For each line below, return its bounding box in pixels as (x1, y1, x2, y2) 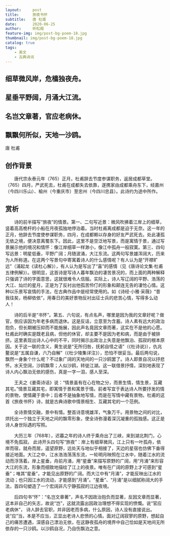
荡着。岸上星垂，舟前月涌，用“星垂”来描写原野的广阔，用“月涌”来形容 (18, 458, 164, 464)
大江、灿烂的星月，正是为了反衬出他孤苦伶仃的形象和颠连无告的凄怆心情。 (5, 282, 160, 288)
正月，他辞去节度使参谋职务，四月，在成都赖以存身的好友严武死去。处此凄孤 (5, 231, 165, 238)
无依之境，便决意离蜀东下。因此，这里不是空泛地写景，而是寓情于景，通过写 (5, 238, 165, 244)
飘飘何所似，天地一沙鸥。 (5, 130, 85, 139)
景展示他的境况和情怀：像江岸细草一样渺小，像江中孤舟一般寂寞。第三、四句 (5, 244, 165, 250)
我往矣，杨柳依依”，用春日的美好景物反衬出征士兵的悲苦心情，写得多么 (5, 294, 154, 301)
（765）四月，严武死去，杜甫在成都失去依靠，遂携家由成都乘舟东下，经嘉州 (5, 182, 164, 188)
